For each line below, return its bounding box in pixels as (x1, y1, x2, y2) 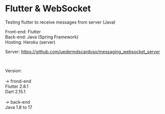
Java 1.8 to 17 (5, 104, 33, 110)
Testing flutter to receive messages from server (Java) (5, 19, 116, 25)
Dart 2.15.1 (5, 88, 26, 94)
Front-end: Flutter (5, 28, 41, 34)
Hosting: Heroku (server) (5, 39, 56, 45)
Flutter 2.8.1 (5, 83, 29, 89)
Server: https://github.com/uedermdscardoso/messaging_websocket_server (5, 49, 160, 55)
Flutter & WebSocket (5, 3, 91, 14)
